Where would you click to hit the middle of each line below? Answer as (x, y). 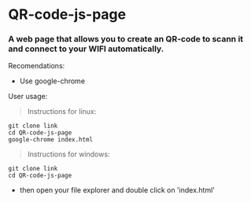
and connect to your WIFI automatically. (86, 49)
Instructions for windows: (68, 154)
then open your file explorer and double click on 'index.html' (117, 190)
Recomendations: (37, 66)
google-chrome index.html (50, 140)
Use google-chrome (52, 81)
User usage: (28, 97)
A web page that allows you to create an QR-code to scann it (126, 39)
